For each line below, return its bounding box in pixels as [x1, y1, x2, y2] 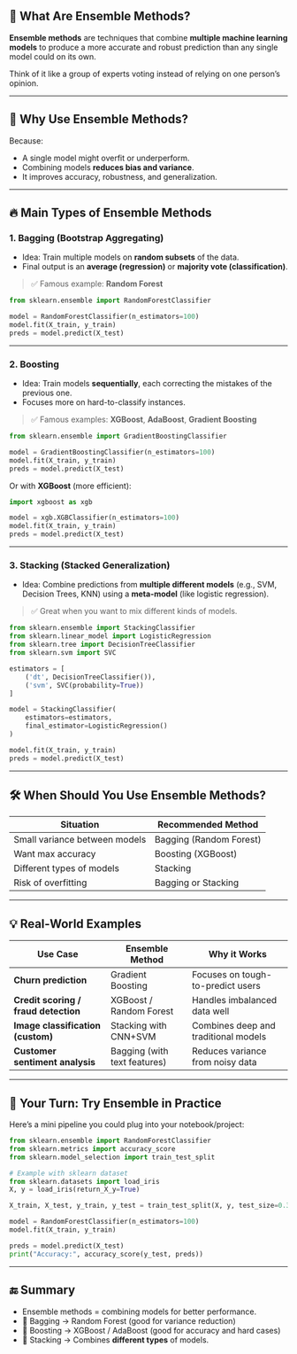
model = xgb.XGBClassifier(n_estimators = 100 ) [9, 513, 179, 523]
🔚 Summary [9, 1282, 76, 1298]
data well [191, 1005, 230, 1017]
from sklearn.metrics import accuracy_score [9, 1144, 176, 1153]
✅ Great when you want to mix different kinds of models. [30, 606, 238, 617]
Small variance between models [13, 834, 147, 846]
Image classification [13, 1020, 102, 1032]
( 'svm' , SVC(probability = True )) [25, 681, 144, 689]
